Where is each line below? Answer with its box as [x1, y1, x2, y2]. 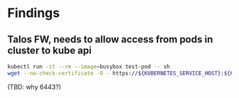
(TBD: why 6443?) [7, 82, 62, 91]
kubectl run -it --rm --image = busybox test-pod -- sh [7, 63, 171, 70]
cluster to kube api [7, 44, 92, 56]
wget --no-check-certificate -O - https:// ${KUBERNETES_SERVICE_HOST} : [7, 70, 224, 77]
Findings [7, 5, 60, 21]
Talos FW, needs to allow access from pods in [7, 33, 213, 45]
